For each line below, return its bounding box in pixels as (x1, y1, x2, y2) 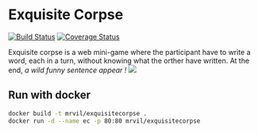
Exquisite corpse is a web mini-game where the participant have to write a (8, 47, 252, 57)
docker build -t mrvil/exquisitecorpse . (8, 109, 148, 117)
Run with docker (8, 88, 91, 102)
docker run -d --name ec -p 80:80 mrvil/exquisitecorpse (8, 117, 201, 125)
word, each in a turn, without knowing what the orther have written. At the (8, 56, 250, 65)
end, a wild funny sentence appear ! (8, 65, 127, 75)
